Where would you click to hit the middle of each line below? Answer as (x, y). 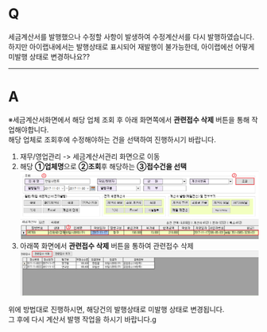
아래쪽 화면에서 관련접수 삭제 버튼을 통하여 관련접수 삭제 (106, 246)
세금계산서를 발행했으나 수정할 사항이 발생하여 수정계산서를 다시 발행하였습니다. (132, 37)
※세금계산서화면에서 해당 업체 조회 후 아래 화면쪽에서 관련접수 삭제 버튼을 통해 (129, 119)
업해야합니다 (28, 129)
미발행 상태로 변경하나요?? (49, 56)
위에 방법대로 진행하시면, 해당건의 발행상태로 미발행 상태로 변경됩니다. (116, 309)
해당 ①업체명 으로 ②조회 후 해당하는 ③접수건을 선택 (103, 166)
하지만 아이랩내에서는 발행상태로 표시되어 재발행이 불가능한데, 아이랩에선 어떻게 (132, 46)
